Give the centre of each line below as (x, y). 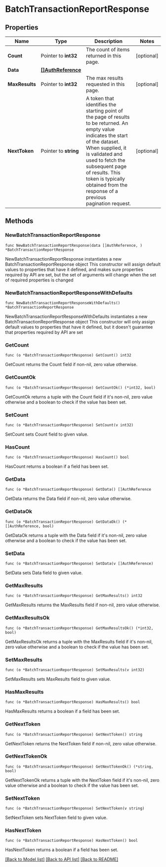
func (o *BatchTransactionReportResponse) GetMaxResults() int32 (74, 596)
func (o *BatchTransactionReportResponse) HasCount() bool (67, 457)
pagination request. (108, 204)
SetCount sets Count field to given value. (47, 434)
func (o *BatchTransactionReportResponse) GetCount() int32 (68, 355)
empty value (100, 129)
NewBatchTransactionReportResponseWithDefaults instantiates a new (76, 316)
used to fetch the (105, 160)
